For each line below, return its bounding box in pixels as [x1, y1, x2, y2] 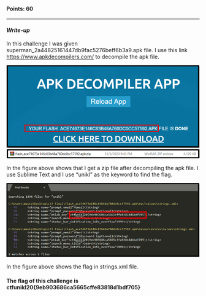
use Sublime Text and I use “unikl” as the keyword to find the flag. [6, 171, 173, 178]
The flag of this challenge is [6, 277, 78, 285]
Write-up [6, 26, 30, 34]
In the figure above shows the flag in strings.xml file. [6, 263, 139, 270]
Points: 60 [6, 5, 34, 12]
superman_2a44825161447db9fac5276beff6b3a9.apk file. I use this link [6, 47, 188, 54]
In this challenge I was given [6, 40, 78, 47]
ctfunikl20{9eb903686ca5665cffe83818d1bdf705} [6, 284, 141, 291]
